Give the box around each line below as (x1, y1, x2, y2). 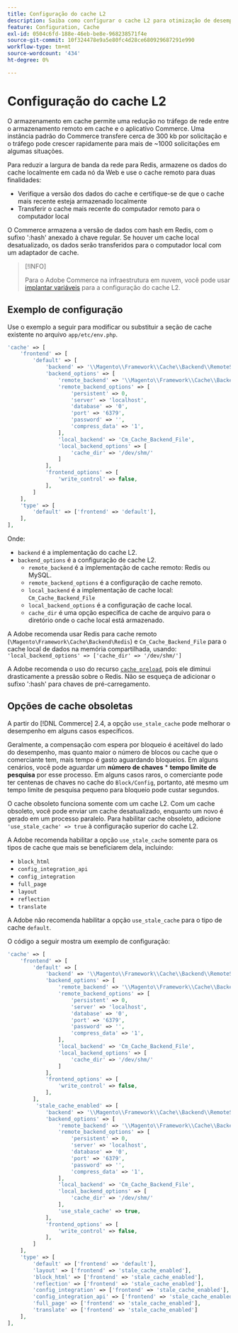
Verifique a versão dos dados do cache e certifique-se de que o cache (17, 189, 225, 198)
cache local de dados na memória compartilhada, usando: (7, 645, 177, 653)
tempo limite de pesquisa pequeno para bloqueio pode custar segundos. (7, 785, 220, 794)
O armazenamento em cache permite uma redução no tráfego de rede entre (7, 116, 229, 125)
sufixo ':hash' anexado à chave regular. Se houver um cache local (7, 233, 200, 242)
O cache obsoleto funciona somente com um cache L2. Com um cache (7, 799, 215, 808)
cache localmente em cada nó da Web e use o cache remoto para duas (7, 168, 216, 176)
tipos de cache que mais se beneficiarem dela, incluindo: (7, 843, 174, 851)
